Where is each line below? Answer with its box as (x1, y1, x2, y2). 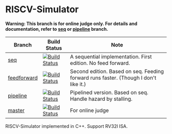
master (8, 106, 25, 114)
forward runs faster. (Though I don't (70, 74, 157, 81)
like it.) (70, 80, 86, 87)
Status (46, 44, 62, 52)
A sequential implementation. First (70, 53, 152, 60)
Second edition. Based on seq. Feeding (70, 68, 164, 75)
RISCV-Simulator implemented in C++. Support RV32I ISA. (5, 123, 128, 129)
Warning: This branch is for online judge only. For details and (5, 20, 138, 27)
